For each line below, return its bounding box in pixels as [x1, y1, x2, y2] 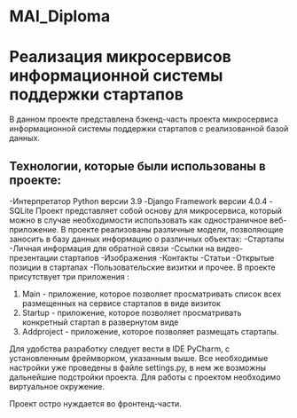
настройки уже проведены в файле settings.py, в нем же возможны [9, 362, 267, 373]
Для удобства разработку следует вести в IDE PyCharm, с [9, 343, 231, 354]
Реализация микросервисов [9, 47, 232, 67]
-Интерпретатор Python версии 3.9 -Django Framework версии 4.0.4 [9, 195, 268, 206]
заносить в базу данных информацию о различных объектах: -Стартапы [9, 233, 285, 244]
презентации [9, 252, 59, 263]
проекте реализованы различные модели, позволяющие [67, 224, 284, 234]
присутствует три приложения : [9, 271, 130, 281]
